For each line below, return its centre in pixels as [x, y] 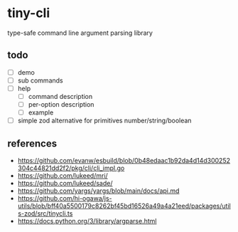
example [41, 112]
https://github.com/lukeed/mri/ [63, 175]
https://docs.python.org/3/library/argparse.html [87, 221]
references [32, 143]
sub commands [40, 80]
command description [60, 96]
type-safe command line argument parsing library [80, 33]
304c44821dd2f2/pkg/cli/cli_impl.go [71, 168]
